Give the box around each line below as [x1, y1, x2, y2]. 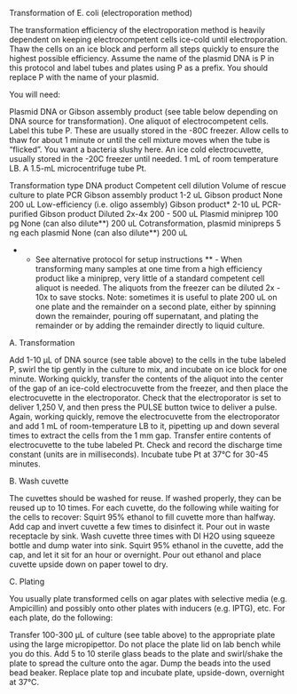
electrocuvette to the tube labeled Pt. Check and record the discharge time [9, 440, 283, 450]
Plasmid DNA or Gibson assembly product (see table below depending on [9, 107, 278, 116]
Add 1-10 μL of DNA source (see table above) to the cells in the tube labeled [9, 355, 286, 365]
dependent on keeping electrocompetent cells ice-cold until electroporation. [9, 35, 288, 44]
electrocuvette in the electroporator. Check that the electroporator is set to [9, 393, 282, 403]
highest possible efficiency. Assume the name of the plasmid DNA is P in [9, 53, 275, 63]
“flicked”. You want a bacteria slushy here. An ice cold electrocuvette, [9, 144, 264, 155]
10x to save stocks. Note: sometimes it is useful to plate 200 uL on [35, 292, 277, 302]
